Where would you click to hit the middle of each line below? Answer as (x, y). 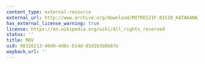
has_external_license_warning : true (53, 23)
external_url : (24, 18)
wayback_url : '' (27, 52)
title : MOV (20, 40)
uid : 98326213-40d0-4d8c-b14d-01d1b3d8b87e (63, 46)
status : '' (20, 35)
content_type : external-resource (49, 12)
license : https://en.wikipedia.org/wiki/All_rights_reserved (86, 29)
